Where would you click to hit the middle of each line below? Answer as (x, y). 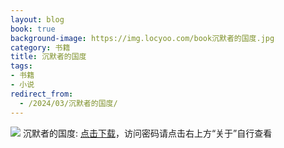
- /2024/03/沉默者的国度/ (68, 103)
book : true (33, 29)
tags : (21, 66)
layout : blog (37, 19)
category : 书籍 (40, 47)
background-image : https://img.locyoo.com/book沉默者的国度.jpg (142, 38)
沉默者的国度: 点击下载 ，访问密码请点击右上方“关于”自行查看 (147, 133)
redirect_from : (42, 94)
